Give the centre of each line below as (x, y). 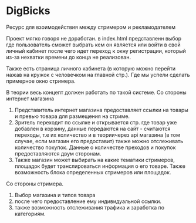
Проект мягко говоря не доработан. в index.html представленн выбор (94, 38)
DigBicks (28, 11)
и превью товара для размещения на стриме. (72, 116)
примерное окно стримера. (41, 81)
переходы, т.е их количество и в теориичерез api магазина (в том (97, 135)
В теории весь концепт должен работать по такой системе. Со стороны (96, 92)
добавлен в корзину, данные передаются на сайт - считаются (92, 129)
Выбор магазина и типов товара (55, 195)
